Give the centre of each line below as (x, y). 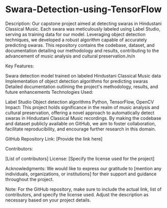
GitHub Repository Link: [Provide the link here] (54, 139)
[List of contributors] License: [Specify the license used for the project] (80, 159)
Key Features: (20, 66)
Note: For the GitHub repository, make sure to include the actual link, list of (83, 189)
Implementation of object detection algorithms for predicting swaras (77, 81)
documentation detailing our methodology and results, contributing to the (82, 50)
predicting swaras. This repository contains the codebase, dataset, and (80, 45)
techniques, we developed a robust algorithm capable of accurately (76, 40)
